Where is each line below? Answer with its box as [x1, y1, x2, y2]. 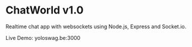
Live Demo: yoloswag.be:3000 [5, 34, 81, 41]
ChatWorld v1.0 [5, 4, 84, 17]
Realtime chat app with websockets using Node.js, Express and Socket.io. [5, 23, 187, 30]
